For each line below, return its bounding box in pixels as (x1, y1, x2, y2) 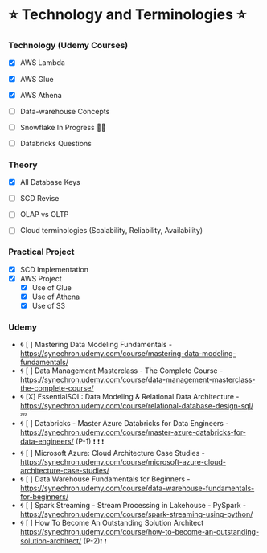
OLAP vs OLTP (19, 210, 69, 219)
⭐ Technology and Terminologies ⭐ (8, 6, 247, 24)
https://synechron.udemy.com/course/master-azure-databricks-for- (19, 428, 247, 437)
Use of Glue (31, 282, 72, 293)
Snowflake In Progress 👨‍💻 (19, 122, 106, 132)
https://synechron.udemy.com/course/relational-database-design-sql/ (19, 401, 254, 411)
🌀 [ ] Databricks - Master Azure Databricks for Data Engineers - (19, 419, 229, 428)
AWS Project (19, 273, 62, 283)
